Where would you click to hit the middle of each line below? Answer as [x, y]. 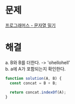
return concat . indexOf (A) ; [38, 92]
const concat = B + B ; [33, 83]
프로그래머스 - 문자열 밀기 [30, 25]
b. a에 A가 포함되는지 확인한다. [35, 69]
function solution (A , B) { [33, 78]
